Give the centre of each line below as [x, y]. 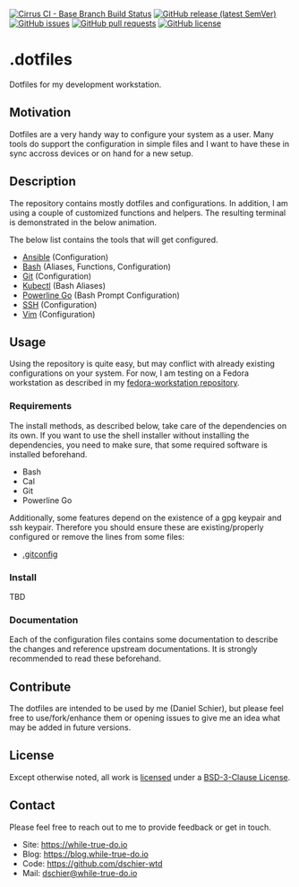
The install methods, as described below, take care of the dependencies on [148, 425]
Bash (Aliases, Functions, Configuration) [97, 266]
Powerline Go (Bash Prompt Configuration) [101, 295]
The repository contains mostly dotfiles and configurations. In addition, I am [149, 203]
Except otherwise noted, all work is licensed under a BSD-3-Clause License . [150, 777]
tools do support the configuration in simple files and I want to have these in [149, 143]
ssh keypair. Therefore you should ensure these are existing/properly [137, 527]
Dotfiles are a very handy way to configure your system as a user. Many [142, 134]
